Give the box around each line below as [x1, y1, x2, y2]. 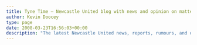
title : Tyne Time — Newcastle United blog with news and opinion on [6, 8, 177, 15]
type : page [6, 19, 33, 25]
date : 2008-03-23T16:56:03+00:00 [6, 25, 88, 31]
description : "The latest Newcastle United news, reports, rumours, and [6, 30, 188, 36]
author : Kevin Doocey [6, 14, 59, 20]
